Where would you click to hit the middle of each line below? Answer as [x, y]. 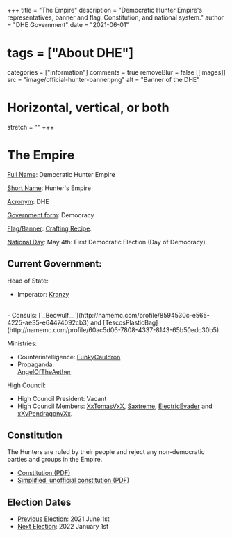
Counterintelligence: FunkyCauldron [69, 357]
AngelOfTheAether [44, 371]
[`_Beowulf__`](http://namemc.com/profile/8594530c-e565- [124, 315]
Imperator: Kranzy [43, 294]
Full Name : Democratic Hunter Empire [61, 174]
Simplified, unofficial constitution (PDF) [73, 481]
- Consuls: [22, 315]
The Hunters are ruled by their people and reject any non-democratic [106, 452]
